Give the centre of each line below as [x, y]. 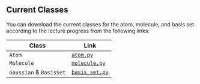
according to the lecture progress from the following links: [78, 31]
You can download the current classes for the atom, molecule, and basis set [100, 24]
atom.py [82, 55]
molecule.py [88, 63]
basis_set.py [90, 72]
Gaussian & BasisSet [38, 72]
